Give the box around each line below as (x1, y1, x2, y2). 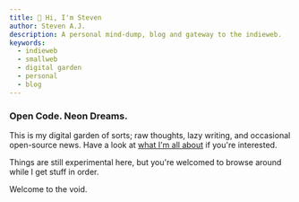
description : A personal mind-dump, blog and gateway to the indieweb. (9, 30, 282, 39)
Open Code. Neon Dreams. (9, 110, 128, 122)
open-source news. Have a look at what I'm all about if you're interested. (9, 139, 278, 150)
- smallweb (17, 55, 58, 64)
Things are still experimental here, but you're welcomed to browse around (9, 156, 282, 167)
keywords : (9, 38, 47, 48)
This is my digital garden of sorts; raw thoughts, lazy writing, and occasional (9, 129, 291, 140)
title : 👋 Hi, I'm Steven (9, 13, 102, 22)
